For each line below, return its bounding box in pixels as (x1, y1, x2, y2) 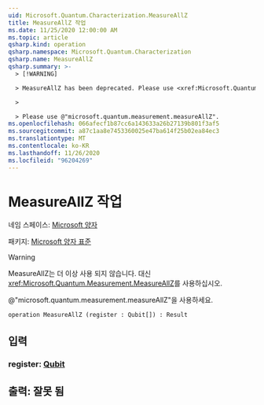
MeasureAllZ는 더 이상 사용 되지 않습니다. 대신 (8, 269, 152, 278)
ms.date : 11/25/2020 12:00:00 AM (8, 26, 118, 34)
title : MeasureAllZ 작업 (8, 19, 86, 27)
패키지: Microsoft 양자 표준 (8, 237, 92, 246)
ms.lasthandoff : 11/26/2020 (8, 149, 101, 157)
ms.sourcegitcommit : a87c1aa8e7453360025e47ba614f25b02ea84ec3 (8, 127, 220, 135)
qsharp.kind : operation (8, 41, 86, 49)
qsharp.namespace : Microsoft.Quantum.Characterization (8, 48, 192, 56)
